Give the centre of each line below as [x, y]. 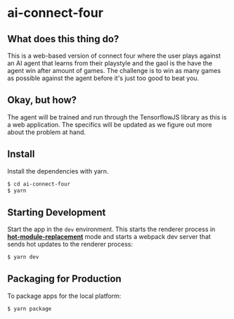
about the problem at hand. [47, 132]
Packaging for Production [64, 279]
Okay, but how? [42, 100]
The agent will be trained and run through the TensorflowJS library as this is [117, 117]
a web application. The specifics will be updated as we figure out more [110, 124]
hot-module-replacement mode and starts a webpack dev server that [109, 237]
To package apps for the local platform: [64, 296]
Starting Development [57, 212]
